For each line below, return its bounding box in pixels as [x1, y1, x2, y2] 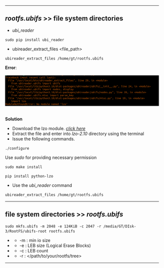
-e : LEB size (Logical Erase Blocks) [19, 243, 91, 248]
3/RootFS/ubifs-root [5, 228, 47, 234]
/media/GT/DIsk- [103, 223, 137, 229]
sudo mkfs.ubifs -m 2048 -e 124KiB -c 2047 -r [5, 223, 102, 229]
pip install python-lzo [5, 174, 54, 179]
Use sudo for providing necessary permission [5, 155, 97, 160]
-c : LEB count [19, 247, 48, 253]
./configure [5, 146, 29, 151]
